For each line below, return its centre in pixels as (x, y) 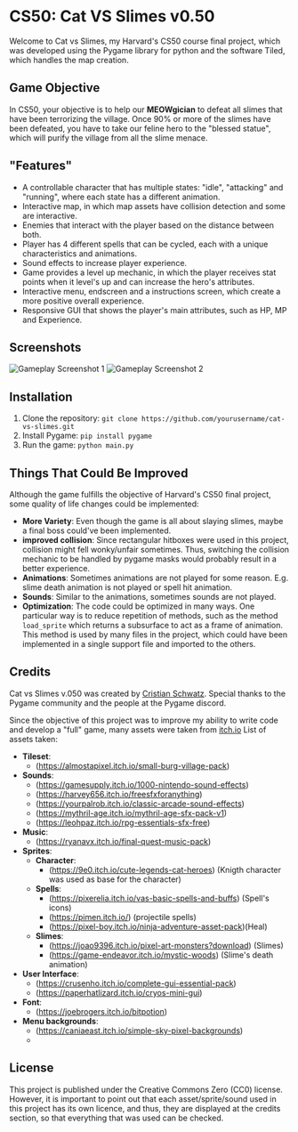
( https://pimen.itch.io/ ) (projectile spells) (123, 917)
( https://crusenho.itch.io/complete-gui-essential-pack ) (136, 983)
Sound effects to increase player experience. (105, 263)
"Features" (41, 166)
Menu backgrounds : (60, 1021)
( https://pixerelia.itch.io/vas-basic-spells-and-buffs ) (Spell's (159, 898)
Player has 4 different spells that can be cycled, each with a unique (145, 244)
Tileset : (36, 756)
